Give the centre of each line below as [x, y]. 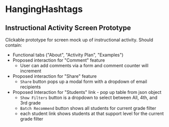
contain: [14, 45]
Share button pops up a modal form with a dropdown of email [83, 82]
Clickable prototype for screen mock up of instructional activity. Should [79, 40]
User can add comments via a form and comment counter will [84, 66]
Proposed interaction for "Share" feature [54, 76]
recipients [31, 87]
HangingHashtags [44, 9]
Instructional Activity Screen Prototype [68, 28]
